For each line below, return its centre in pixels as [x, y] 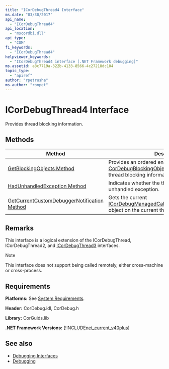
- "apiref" [21, 76]
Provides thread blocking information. [44, 124]
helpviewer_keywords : [28, 57]
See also [19, 344]
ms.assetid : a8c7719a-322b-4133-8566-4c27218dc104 [59, 66]
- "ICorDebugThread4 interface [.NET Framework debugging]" [74, 61]
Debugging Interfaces [35, 355]
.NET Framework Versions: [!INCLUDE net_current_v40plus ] [67, 328]
